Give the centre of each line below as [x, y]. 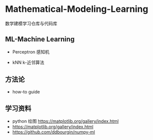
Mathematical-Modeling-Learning [77, 9]
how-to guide [26, 92]
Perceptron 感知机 [31, 52]
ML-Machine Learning [40, 39]
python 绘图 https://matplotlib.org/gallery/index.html [65, 121]
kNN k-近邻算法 [28, 62]
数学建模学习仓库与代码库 [31, 23]
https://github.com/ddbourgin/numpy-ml [53, 132]
